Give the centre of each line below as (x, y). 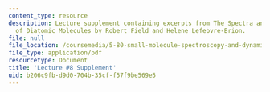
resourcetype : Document (48, 61)
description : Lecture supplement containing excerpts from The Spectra (131, 23)
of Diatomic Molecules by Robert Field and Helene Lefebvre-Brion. (131, 30)
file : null (27, 38)
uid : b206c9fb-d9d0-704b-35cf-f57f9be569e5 (82, 75)
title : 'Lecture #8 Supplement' (62, 68)
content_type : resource (48, 16)
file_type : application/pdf (55, 53)
